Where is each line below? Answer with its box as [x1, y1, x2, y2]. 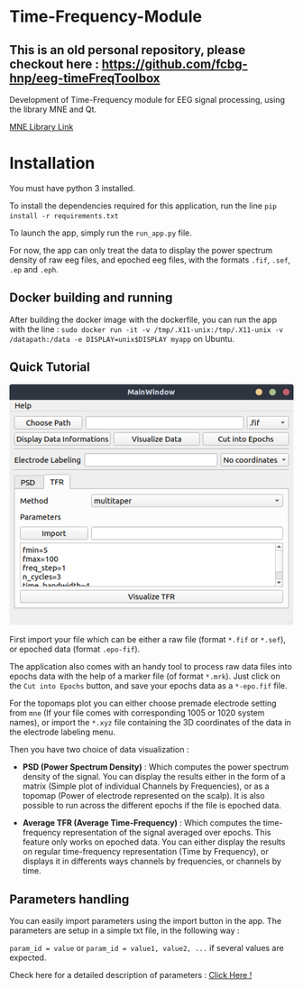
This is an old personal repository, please [9, 42, 246, 58]
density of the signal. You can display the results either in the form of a [22, 772, 286, 782]
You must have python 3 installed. [9, 182, 135, 193]
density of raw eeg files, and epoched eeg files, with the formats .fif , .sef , [9, 254, 291, 265]
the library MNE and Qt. [9, 104, 97, 115]
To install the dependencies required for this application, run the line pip [9, 200, 277, 211]
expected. [9, 952, 47, 963]
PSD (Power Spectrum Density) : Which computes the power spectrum [22, 762, 289, 772]
